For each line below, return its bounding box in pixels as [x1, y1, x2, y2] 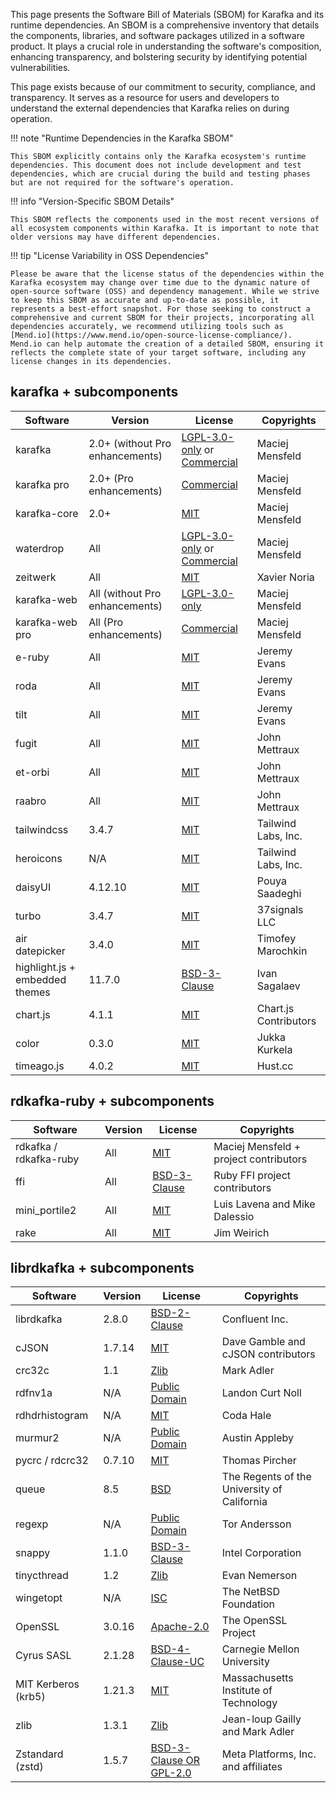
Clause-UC [150, 1655, 205, 1669]
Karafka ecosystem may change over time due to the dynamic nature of [10, 278, 311, 288]
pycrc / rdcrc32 [15, 1454, 89, 1468]
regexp [15, 1517, 49, 1531]
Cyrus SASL [15, 1649, 72, 1663]
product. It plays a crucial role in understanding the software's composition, [10, 40, 322, 52]
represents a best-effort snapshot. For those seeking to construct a [10, 304, 311, 314]
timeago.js [15, 1059, 65, 1073]
